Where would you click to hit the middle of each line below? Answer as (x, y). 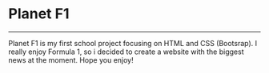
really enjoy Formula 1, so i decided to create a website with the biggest (126, 52)
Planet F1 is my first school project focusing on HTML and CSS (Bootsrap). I (133, 43)
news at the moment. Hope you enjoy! (71, 60)
